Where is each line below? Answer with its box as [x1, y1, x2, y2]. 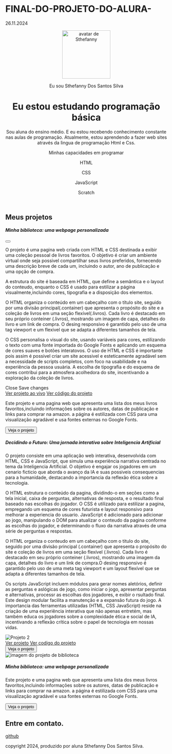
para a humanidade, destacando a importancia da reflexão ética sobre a [5, 474, 158, 481]
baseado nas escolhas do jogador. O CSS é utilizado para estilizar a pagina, [5, 501, 165, 507]
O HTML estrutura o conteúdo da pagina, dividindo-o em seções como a [5, 489, 159, 496]
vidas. [5, 624, 18, 630]
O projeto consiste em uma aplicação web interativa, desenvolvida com [5, 452, 157, 458]
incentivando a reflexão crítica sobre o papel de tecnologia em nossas [5, 619, 154, 625]
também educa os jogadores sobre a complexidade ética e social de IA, [5, 613, 157, 619]
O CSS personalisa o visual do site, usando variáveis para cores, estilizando [5, 336, 166, 342]
